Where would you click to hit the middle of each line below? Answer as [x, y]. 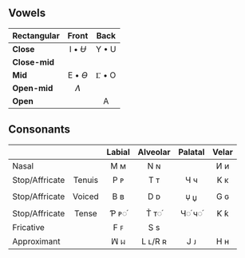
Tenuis [85, 180]
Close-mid [33, 62]
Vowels [27, 13]
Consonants [39, 130]
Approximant [36, 241]
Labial [118, 152]
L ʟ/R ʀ [154, 241]
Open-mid [33, 88]
